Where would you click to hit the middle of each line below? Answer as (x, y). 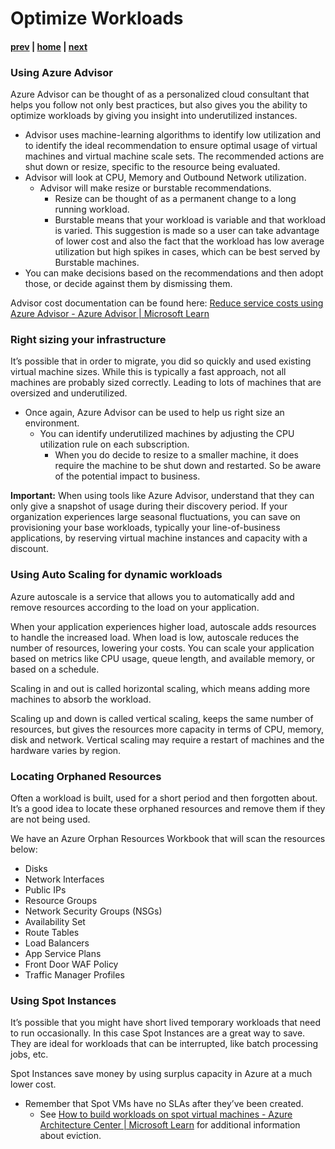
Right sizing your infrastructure (88, 339)
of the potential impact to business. (127, 476)
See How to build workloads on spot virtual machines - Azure (166, 1114)
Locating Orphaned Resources (86, 776)
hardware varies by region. (66, 750)
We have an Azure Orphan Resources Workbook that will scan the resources (168, 838)
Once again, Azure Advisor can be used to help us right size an (154, 413)
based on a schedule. (55, 669)
